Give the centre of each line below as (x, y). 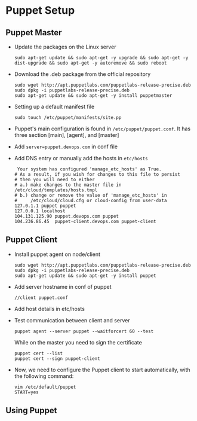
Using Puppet (31, 411)
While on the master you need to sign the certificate (78, 342)
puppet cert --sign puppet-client (57, 359)
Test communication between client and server (72, 320)
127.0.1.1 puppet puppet (45, 206)
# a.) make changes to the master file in (68, 185)
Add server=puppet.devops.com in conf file (66, 147)
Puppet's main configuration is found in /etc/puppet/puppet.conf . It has (102, 129)
